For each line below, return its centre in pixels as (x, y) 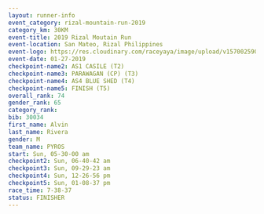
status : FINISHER (37, 198)
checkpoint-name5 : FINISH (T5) (59, 88)
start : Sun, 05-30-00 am (49, 154)
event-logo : (27, 52)
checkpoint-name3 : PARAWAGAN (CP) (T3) (73, 74)
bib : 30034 (26, 118)
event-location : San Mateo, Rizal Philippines (86, 45)
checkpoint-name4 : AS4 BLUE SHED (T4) (71, 81)
